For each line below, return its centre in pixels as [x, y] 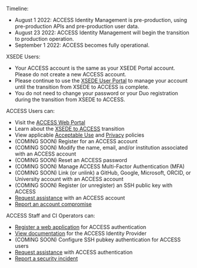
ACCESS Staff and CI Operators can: [51, 216]
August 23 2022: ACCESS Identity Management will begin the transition [102, 33]
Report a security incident [46, 259]
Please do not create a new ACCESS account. [70, 74]
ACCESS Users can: [30, 111]
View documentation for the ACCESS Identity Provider [80, 233]
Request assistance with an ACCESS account [70, 198]
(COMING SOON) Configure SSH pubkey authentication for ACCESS [98, 240]
